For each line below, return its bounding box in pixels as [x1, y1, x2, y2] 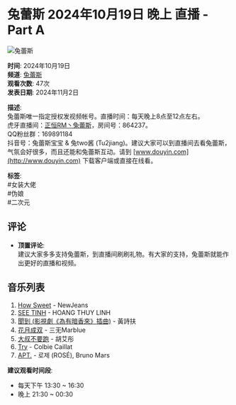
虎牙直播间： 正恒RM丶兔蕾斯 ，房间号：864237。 [7, 121, 152, 129]
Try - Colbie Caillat [17, 342, 73, 351]
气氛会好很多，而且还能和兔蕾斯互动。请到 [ [7, 147, 136, 156]
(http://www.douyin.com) [7, 156, 82, 165]
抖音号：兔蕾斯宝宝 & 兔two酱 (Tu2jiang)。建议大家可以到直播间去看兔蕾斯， [7, 138, 231, 147]
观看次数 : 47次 [7, 79, 50, 87]
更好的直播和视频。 [23, 258, 80, 267]
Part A [7, 22, 45, 38]
